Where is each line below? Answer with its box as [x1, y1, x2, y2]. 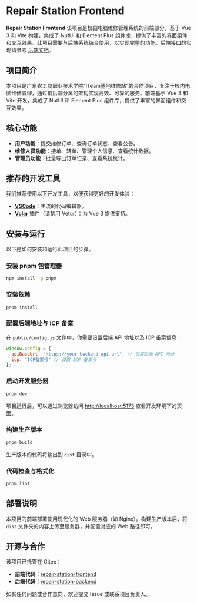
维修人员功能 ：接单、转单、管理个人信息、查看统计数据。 [14, 147, 154, 154]
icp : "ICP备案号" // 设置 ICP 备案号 [11, 356, 97, 363]
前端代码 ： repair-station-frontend [14, 571, 97, 578]
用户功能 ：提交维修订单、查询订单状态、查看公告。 [14, 140, 139, 147]
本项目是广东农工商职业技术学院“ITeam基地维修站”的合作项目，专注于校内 [6, 82, 185, 89]
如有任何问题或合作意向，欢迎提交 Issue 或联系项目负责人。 [6, 591, 151, 598]
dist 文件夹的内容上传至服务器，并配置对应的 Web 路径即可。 [6, 522, 156, 529]
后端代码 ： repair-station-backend [14, 578, 97, 585]
